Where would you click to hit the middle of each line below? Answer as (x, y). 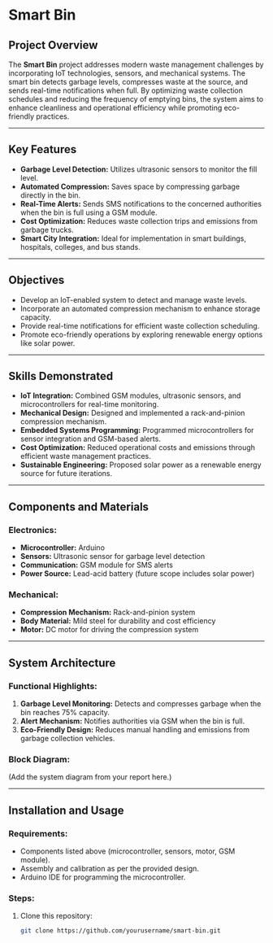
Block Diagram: (39, 760)
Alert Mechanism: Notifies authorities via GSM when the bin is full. (132, 721)
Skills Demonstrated (61, 376)
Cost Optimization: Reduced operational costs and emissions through (138, 447)
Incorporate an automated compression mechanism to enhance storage (140, 308)
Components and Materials (78, 506)
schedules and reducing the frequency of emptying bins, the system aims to (136, 99)
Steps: (22, 898)
